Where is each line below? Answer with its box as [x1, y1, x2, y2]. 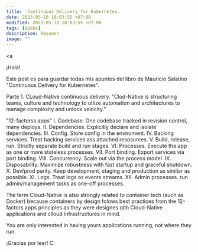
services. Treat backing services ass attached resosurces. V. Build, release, [6, 136, 190, 143]
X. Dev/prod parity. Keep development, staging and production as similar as [6, 167, 190, 175]
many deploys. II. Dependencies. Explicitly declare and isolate [6, 124, 157, 130]
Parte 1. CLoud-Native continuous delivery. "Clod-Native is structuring [6, 93, 177, 100]
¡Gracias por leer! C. [6, 240, 55, 246]
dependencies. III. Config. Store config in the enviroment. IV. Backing [6, 130, 174, 137]
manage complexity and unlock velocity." [6, 106, 106, 112]
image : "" [6, 36, 31, 42]
